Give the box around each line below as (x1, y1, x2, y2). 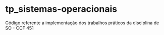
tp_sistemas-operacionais (5, 3, 118, 15)
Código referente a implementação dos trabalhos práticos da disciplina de (5, 20, 159, 26)
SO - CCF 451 (5, 25, 34, 31)
